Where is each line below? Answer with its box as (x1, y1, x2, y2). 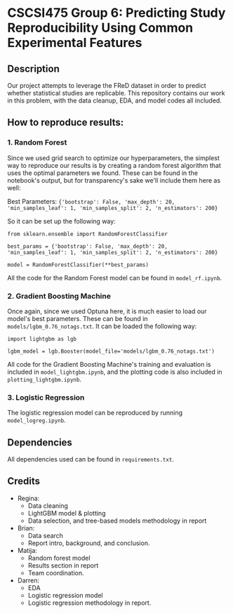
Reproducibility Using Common (7, 20, 194, 36)
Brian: (17, 523, 35, 532)
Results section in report (27, 561, 99, 570)
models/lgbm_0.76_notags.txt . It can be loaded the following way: (7, 322, 197, 330)
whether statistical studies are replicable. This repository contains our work (7, 89, 225, 97)
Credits (7, 476, 41, 488)
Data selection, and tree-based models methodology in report (27, 516, 207, 525)
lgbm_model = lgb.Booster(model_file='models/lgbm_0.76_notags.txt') (7, 348, 215, 355)
